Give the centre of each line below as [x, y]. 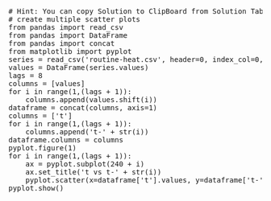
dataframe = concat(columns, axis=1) [83, 108]
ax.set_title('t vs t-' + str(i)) [94, 172]
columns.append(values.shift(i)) [92, 100]
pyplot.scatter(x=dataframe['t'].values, [108, 180]
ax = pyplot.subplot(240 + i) [85, 164]
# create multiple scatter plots [75, 19]
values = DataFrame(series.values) [79, 68]
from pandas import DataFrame [68, 35]
